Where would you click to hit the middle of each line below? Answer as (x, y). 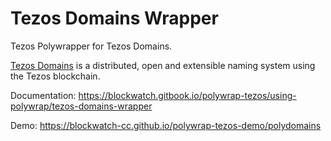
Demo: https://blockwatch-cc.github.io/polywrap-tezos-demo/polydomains (166, 125)
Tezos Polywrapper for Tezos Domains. (91, 46)
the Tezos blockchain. (55, 76)
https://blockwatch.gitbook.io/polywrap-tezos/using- (187, 95)
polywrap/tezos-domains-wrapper (81, 106)
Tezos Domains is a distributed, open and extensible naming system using (163, 65)
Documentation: (43, 95)
